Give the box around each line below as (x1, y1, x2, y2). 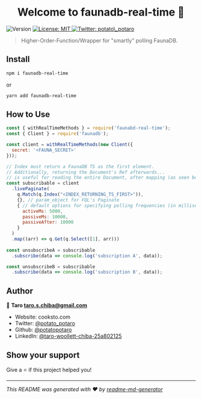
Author (6, 286, 33, 296)
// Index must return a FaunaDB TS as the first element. (6, 163, 155, 170)
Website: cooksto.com (14, 313, 71, 320)
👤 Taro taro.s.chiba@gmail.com (6, 302, 87, 309)
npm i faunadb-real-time (6, 70, 69, 76)
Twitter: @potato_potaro (14, 320, 75, 327)
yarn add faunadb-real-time (6, 92, 77, 98)
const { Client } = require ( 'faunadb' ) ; (6, 131, 109, 137)
